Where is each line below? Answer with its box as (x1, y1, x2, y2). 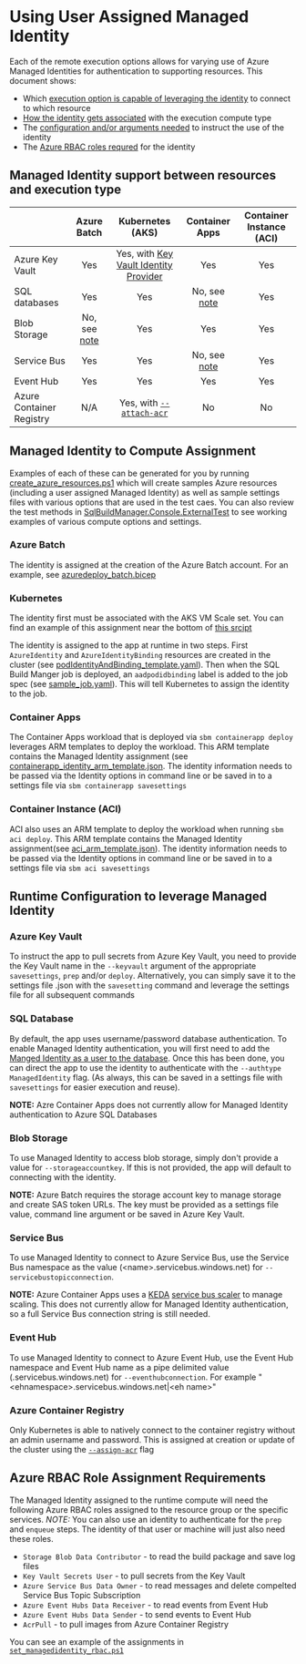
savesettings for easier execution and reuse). (9, 1082, 180, 1093)
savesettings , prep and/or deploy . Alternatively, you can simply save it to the (9, 971, 296, 981)
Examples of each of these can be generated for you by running (9, 467, 250, 478)
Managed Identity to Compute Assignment (9, 444, 257, 459)
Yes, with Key (116, 247, 174, 260)
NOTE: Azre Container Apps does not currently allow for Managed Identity (9, 1099, 289, 1110)
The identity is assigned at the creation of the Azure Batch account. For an (9, 559, 289, 570)
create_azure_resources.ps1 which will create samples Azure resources (9, 477, 278, 488)
